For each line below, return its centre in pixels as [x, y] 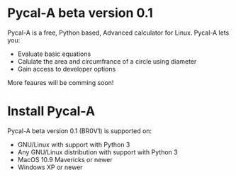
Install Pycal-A [51, 112]
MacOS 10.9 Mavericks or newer [65, 159]
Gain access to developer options [67, 69]
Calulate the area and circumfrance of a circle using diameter [107, 61]
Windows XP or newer [50, 167]
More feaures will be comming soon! [61, 82]
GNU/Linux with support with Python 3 [74, 144]
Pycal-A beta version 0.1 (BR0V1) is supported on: [80, 131]
